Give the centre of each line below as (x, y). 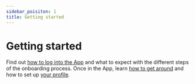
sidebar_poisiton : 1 (31, 11)
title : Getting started (35, 17)
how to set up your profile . (38, 75)
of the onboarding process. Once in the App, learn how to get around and (95, 69)
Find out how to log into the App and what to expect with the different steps (97, 62)
